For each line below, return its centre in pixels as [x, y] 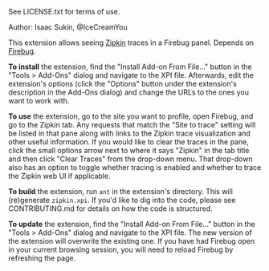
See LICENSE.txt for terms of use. [64, 12]
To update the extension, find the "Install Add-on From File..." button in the [132, 224]
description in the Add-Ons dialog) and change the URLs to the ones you [128, 92]
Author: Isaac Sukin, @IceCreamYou [68, 27]
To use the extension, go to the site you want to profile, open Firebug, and [131, 116]
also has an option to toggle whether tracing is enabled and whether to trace [135, 167]
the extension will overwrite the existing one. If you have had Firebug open [132, 241]
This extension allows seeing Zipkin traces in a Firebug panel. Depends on [131, 42]
